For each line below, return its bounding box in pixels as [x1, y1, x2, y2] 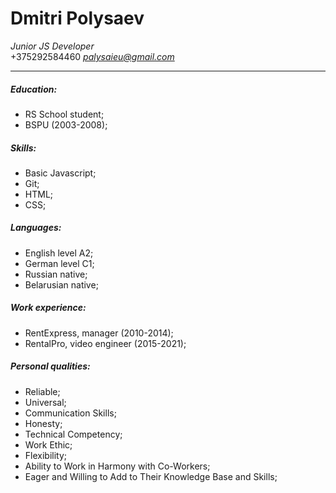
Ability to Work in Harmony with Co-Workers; [24, 460, 211, 472]
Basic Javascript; [24, 167, 97, 179]
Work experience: [10, 302, 87, 314]
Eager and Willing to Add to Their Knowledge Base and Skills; [24, 470, 278, 482]
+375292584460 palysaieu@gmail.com [10, 50, 175, 62]
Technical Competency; [24, 428, 123, 440]
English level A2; [24, 247, 94, 259]
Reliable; [24, 385, 61, 397]
